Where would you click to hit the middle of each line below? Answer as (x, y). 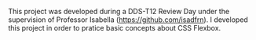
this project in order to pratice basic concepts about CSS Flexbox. (115, 28)
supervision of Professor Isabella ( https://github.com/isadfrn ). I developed (128, 20)
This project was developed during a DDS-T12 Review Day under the (119, 11)
